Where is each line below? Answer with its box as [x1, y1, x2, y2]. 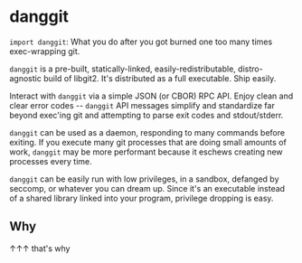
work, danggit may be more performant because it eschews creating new [9, 146, 283, 157]
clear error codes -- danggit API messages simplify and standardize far [9, 99, 276, 110]
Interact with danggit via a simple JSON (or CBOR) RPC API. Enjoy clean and [9, 90, 294, 101]
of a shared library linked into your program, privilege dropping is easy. [9, 193, 274, 203]
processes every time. [9, 155, 92, 166]
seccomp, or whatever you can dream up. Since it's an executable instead [9, 183, 286, 193]
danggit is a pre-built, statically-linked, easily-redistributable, [9, 63, 237, 74]
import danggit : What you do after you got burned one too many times [9, 36, 273, 47]
